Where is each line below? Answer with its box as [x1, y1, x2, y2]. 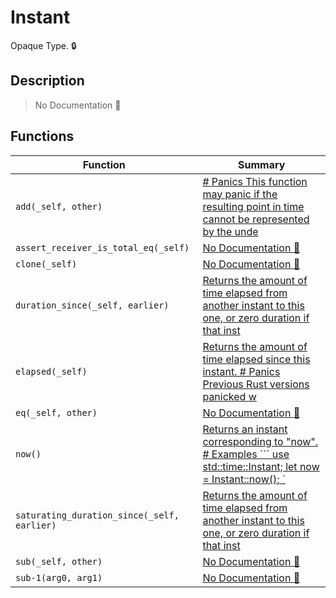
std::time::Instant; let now [202, 459, 320, 473]
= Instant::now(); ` [202, 472, 286, 486]
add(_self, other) [15, 201, 103, 212]
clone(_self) [15, 258, 78, 270]
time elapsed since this [202, 352, 311, 366]
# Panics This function [202, 174, 308, 188]
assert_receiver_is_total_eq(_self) [15, 242, 190, 253]
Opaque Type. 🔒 [10, 39, 77, 51]
